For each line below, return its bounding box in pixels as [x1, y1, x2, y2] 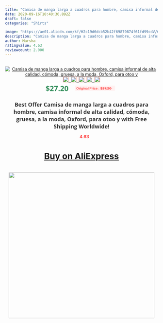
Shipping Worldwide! [53, 122, 110, 130]
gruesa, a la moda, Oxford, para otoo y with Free [16, 115, 147, 123]
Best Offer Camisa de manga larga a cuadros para [14, 100, 149, 108]
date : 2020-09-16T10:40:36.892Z [5, 12, 70, 17]
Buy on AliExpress [44, 151, 119, 162]
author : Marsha [5, 38, 36, 44]
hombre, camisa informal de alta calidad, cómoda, [13, 108, 150, 116]
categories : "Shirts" [5, 20, 49, 26]
